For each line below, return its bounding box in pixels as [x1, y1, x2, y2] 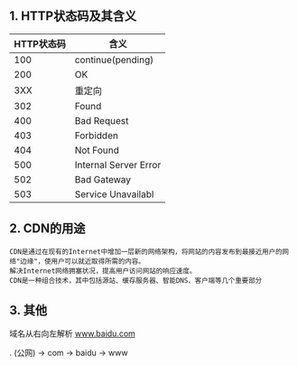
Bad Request [74, 114, 129, 127]
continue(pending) [74, 53, 154, 66]
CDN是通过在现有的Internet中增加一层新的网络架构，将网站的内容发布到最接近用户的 [9, 247, 283, 256]
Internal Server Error [74, 158, 162, 171]
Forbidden [74, 129, 119, 142]
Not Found [74, 144, 119, 156]
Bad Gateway [74, 173, 132, 185]
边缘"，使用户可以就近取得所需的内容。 [20, 257, 146, 266]
